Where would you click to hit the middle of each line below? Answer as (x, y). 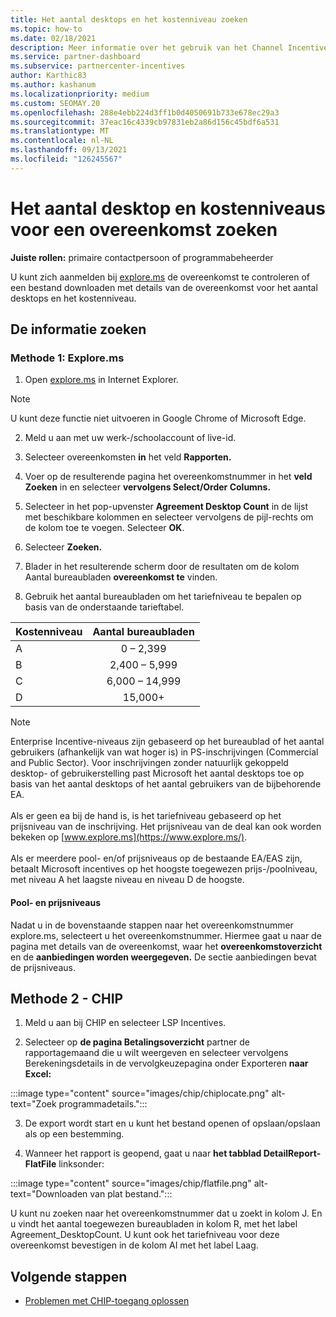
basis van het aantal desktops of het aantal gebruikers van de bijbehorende (166, 784)
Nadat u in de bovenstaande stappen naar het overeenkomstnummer (152, 925)
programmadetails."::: (103, 1104)
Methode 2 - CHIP (67, 998)
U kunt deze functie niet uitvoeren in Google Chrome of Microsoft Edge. (158, 418)
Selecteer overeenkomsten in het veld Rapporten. (128, 457)
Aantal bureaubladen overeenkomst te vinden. (121, 577)
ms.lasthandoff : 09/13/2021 (69, 150)
